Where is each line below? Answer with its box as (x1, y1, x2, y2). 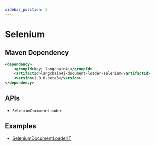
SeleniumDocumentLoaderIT (12, 135, 72, 141)
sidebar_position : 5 (5, 7, 48, 12)
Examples (5, 122, 36, 130)
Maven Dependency (5, 48, 69, 57)
